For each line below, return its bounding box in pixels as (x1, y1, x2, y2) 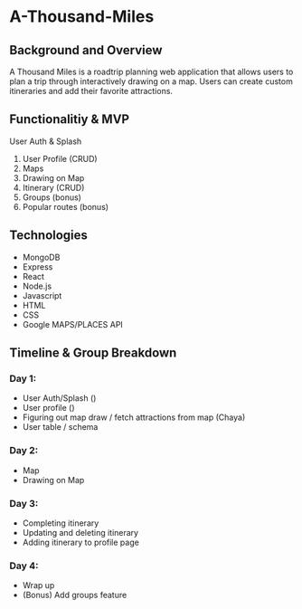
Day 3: (9, 497, 39, 509)
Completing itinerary (22, 518, 99, 528)
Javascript (22, 290, 62, 300)
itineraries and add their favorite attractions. (9, 86, 174, 96)
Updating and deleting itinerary (22, 527, 138, 538)
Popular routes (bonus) (22, 201, 109, 212)
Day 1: (9, 372, 37, 385)
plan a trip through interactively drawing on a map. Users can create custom (9, 76, 294, 87)
